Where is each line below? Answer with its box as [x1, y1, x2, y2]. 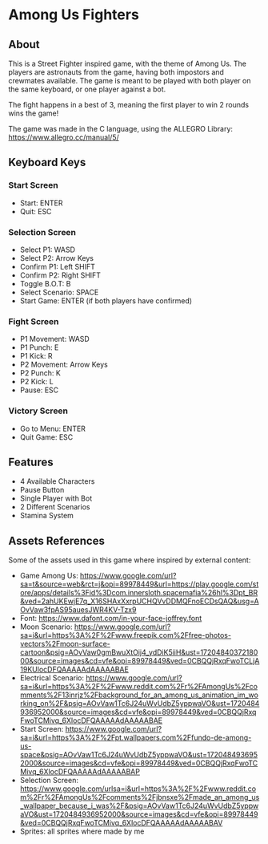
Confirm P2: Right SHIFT [19, 270, 102, 280]
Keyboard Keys [8, 156, 86, 169]
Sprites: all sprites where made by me [19, 826, 145, 836]
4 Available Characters [19, 477, 95, 486]
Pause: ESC [19, 385, 59, 395]
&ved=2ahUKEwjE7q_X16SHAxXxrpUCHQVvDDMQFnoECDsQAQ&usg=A [19, 596, 259, 607]
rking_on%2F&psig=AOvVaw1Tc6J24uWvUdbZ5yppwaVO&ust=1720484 [19, 699, 260, 708]
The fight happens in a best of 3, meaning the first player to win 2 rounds [8, 100, 250, 109]
